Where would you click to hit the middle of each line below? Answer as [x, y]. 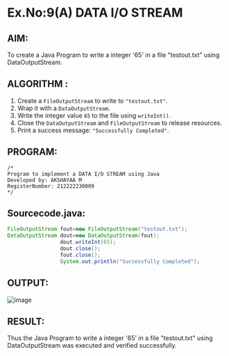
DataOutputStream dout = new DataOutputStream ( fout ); [83, 236]
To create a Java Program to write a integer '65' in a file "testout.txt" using [113, 55]
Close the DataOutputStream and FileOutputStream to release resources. [119, 123]
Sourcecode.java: [46, 214]
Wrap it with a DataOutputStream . [63, 108]
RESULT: [26, 321]
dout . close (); [80, 249]
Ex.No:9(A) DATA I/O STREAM [95, 13]
